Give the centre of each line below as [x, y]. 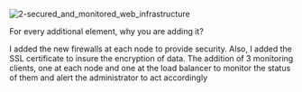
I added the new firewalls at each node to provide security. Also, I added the [151, 49]
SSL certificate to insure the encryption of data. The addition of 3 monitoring [151, 58]
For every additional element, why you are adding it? [107, 31]
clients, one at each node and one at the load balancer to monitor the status [150, 68]
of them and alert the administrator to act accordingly [109, 78]
